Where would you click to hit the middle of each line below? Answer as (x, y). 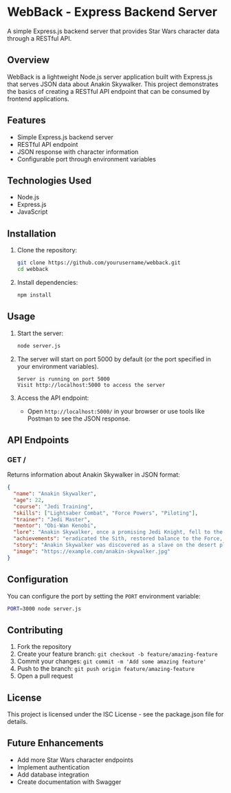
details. (18, 722)
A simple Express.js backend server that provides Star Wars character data (113, 31)
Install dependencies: (47, 282)
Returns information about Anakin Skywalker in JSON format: (93, 475)
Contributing (35, 630)
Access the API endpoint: (53, 398)
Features (26, 120)
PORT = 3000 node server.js (44, 609)
